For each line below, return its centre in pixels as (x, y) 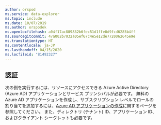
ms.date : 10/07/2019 (26, 23)
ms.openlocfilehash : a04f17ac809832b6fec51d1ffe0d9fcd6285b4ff (70, 32)
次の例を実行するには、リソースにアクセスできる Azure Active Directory (77, 88)
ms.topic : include (24, 18)
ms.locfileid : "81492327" (31, 54)
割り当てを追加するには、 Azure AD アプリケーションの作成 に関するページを (81, 106)
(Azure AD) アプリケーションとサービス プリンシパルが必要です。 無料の (77, 94)
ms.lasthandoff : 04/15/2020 (33, 50)
